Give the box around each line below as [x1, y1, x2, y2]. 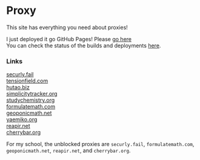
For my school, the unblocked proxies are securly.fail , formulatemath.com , [6, 141, 195, 148]
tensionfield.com [6, 77, 48, 85]
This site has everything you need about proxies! [6, 24, 128, 31]
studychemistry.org [6, 96, 55, 104]
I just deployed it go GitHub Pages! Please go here [6, 35, 132, 42]
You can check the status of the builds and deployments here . [6, 42, 161, 49]
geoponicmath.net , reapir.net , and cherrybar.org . [6, 147, 131, 155]
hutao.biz [6, 84, 30, 91]
